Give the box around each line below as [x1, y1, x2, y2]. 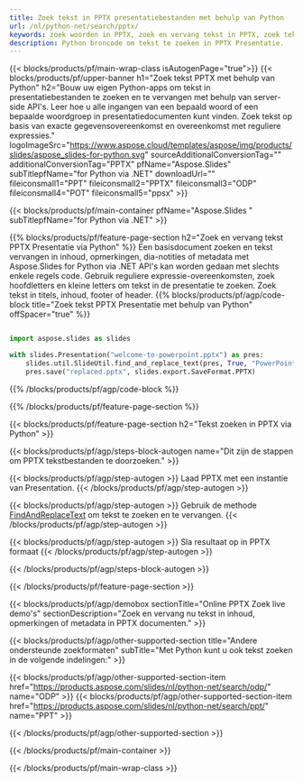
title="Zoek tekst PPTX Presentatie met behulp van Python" [31, 299, 253, 310]
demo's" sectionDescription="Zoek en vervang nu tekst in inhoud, [9, 608, 255, 619]
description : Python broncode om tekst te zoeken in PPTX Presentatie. [9, 38, 284, 48]
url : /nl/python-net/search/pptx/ [9, 22, 140, 31]
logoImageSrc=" [9, 140, 70, 151]
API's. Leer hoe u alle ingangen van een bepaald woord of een [26, 101, 259, 113]
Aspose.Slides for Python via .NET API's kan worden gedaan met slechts [9, 261, 280, 271]
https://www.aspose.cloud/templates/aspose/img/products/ [69, 140, 293, 151]
